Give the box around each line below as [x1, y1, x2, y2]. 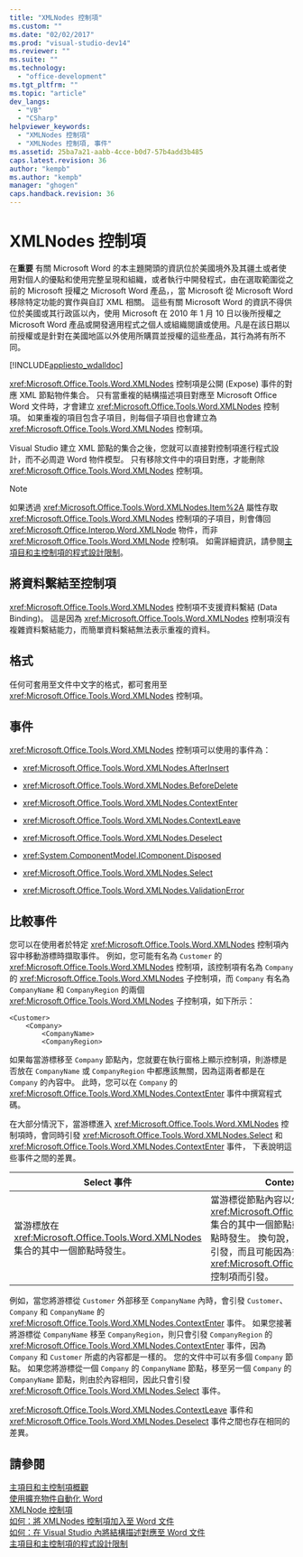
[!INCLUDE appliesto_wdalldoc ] [9, 359, 124, 370]
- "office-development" [17, 72, 106, 81]
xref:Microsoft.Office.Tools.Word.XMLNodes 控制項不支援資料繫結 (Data [9, 601, 278, 612]
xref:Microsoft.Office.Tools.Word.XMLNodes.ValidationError [22, 885, 245, 896]
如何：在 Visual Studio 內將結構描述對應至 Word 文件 [9, 1527, 206, 1537]
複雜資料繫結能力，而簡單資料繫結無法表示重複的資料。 [9, 624, 215, 635]
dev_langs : [9, 97, 50, 107]
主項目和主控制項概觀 [9, 1482, 88, 1492]
